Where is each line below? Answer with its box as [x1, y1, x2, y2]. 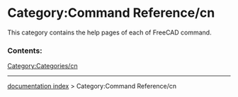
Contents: [7, 46, 42, 56]
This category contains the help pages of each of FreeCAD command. [7, 28, 212, 37]
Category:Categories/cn [7, 62, 78, 70]
